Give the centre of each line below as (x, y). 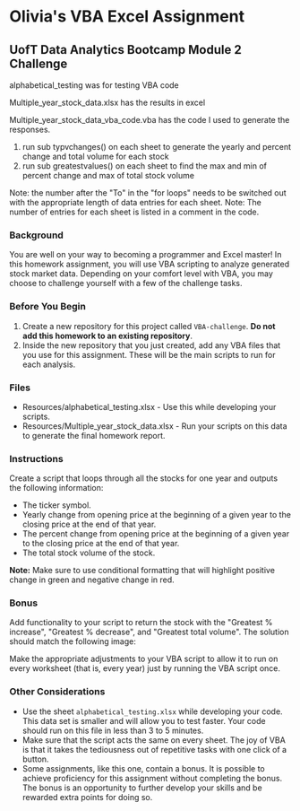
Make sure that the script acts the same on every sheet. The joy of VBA (154, 740)
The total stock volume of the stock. (89, 553)
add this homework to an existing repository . (107, 336)
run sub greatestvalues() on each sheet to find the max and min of (144, 166)
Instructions (37, 458)
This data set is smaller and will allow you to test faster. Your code (144, 720)
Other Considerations (57, 692)
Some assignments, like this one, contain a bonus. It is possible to (144, 768)
